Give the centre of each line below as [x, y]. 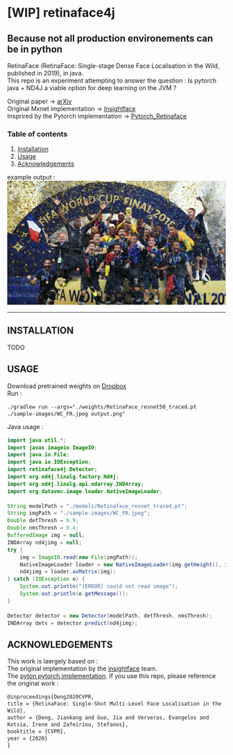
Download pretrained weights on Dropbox [67, 385]
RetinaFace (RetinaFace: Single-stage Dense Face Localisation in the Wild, [113, 66]
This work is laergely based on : [53, 661]
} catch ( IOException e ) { [46, 579]
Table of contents [37, 134]
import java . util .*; [37, 440]
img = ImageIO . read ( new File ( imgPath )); [79, 557]
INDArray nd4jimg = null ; [44, 542]
